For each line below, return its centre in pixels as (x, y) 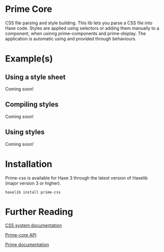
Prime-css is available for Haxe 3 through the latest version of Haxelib (76, 178)
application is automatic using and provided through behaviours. (71, 39)
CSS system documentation (33, 225)
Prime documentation (27, 245)
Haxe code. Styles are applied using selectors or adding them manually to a (82, 28)
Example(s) (29, 59)
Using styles (25, 132)
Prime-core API (21, 235)
